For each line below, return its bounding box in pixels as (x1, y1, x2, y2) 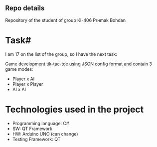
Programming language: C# (12, 120, 69, 126)
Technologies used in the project (5, 104, 144, 115)
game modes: (5, 66, 33, 72)
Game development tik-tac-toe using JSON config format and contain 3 (5, 61, 152, 67)
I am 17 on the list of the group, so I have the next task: (5, 51, 118, 57)
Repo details (5, 4, 45, 12)
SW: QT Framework (12, 126, 53, 132)
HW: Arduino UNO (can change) (12, 131, 78, 137)
